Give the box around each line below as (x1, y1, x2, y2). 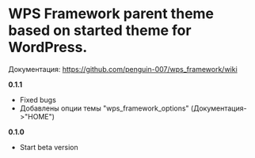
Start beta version (19, 142, 78, 152)
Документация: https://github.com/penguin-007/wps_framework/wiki (8, 64, 238, 73)
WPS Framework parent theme (8, 5, 215, 23)
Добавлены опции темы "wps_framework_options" (19, 103, 189, 113)
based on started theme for (8, 21, 192, 39)
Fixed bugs (19, 95, 57, 104)
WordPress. (8, 39, 88, 56)
